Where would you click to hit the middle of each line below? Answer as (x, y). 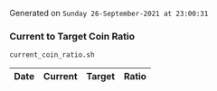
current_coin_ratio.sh (52, 55)
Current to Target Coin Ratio (72, 36)
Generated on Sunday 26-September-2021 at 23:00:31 (109, 13)
